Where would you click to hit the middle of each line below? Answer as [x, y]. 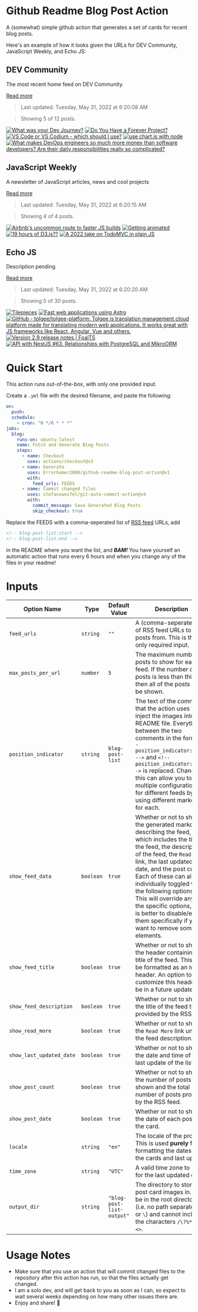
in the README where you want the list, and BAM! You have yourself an [93, 550]
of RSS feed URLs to [163, 630]
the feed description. [164, 1038]
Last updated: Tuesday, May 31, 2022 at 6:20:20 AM [84, 290]
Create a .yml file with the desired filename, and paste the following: [89, 396]
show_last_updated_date [42, 1055]
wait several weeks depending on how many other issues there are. [96, 1297]
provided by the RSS [164, 1014]
